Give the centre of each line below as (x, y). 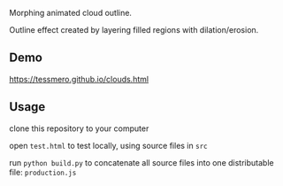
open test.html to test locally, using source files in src (108, 145)
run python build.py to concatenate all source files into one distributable (141, 162)
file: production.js (43, 172)
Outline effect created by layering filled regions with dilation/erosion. (134, 30)
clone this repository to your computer (79, 128)
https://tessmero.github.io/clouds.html (79, 79)
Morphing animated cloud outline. (71, 13)
